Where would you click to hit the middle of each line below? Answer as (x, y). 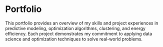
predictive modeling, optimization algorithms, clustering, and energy (75, 28)
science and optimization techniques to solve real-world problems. (74, 39)
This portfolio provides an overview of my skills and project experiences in (82, 23)
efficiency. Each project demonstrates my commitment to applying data (79, 33)
